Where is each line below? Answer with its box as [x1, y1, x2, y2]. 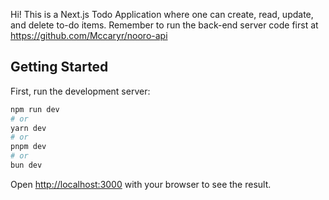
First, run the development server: [10, 85, 151, 97]
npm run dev [10, 104, 60, 114]
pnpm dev [10, 142, 47, 152]
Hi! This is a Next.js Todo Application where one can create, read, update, [10, 9, 314, 20]
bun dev [10, 160, 43, 171]
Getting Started [10, 59, 109, 76]
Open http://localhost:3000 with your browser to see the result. [10, 178, 272, 190]
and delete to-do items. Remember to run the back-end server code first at [10, 19, 319, 31]
